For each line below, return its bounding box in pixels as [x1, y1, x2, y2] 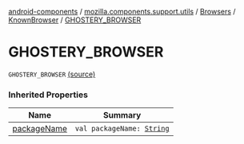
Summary [102, 110, 142, 121]
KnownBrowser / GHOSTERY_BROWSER [8, 15, 142, 25]
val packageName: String [74, 124, 170, 134]
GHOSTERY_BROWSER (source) [8, 69, 96, 79]
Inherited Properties [8, 89, 88, 100]
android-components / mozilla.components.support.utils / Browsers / [8, 7, 236, 16]
